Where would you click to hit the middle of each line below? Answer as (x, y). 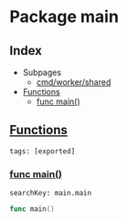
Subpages (42, 72)
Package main (64, 17)
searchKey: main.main (51, 194)
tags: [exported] (42, 151)
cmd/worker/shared (74, 82)
